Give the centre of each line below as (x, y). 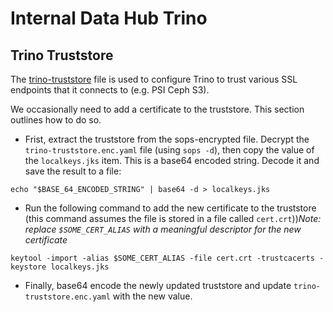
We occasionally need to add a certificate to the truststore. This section (157, 109)
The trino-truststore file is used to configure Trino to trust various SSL (154, 79)
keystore (28, 267)
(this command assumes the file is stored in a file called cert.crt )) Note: (173, 218)
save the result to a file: (73, 171)
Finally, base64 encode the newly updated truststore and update (158, 285)
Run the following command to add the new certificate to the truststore (170, 208)
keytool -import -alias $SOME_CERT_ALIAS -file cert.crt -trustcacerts (162, 258)
